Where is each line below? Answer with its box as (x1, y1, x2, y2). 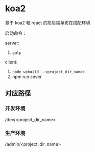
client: (5, 59, 18, 65)
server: (5, 40, 20, 46)
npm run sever (12, 74, 42, 79)
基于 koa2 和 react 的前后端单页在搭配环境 (5, 20, 91, 25)
